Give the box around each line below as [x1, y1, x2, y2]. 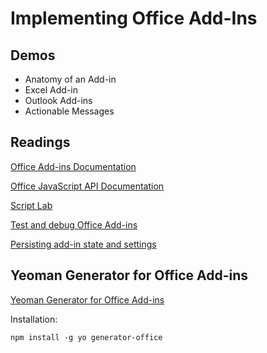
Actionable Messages [24, 105, 115, 117]
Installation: [10, 313, 58, 325]
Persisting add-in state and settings [10, 238, 157, 250]
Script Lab [10, 199, 53, 211]
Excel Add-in [24, 84, 78, 96]
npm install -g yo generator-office [10, 332, 163, 342]
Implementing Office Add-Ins [10, 7, 258, 30]
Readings [10, 134, 71, 151]
